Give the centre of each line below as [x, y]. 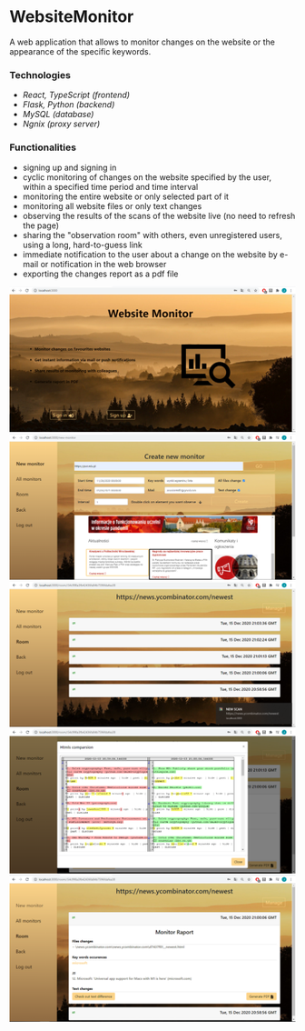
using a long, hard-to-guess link [83, 245]
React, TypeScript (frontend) [76, 95]
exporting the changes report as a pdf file [100, 274]
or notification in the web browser [103, 264]
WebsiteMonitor [72, 17]
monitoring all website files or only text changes [112, 205]
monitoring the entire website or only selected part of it [126, 196]
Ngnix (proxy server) [61, 124]
